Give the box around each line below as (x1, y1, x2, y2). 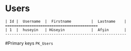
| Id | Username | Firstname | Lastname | (5, 19, 127, 24)
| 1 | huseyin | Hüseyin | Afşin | (5, 27, 127, 32)
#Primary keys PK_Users (5, 40, 53, 46)
